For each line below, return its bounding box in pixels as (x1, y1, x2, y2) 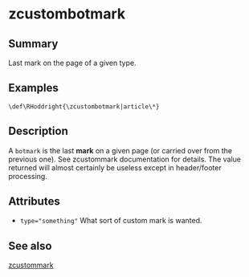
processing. (8, 171, 48, 181)
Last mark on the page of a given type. (8, 58, 137, 67)
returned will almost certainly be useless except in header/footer (8, 162, 222, 173)
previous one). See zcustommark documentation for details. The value (8, 154, 241, 164)
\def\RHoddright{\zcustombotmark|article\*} (8, 102, 160, 111)
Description (8, 124, 68, 138)
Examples (8, 81, 59, 95)
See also (8, 238, 52, 253)
